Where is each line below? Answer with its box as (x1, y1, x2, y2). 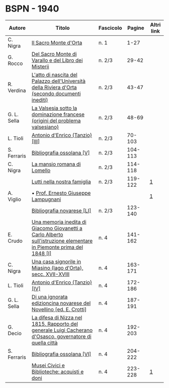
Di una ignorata (32, 293, 68, 300)
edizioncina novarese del (32, 299, 91, 306)
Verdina (8, 87, 26, 94)
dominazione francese (32, 111, 84, 118)
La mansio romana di (32, 161, 81, 168)
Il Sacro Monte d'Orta (32, 39, 82, 46)
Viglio (8, 196, 22, 203)
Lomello (32, 167, 51, 174)
